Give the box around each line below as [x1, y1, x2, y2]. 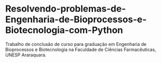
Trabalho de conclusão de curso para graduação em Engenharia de [5, 41, 147, 47]
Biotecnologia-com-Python [5, 25, 123, 36]
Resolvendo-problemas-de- [5, 3, 126, 15]
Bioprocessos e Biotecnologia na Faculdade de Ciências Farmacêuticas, [5, 46, 156, 52]
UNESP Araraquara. [5, 51, 47, 58]
